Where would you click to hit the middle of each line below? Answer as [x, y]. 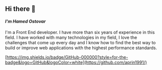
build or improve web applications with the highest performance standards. [81, 48]
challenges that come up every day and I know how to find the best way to [81, 42]
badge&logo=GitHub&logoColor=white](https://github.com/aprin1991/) [76, 62]
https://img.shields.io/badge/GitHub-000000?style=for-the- [67, 57]
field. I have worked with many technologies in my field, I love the [71, 37]
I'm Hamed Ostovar [25, 21]
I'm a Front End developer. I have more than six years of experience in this [80, 32]
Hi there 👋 [20, 9]
